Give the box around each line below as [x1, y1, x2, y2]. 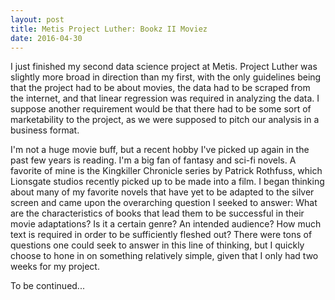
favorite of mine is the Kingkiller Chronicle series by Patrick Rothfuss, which [10, 165, 323, 177]
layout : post [10, 14, 65, 25]
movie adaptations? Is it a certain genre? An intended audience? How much [10, 218, 322, 230]
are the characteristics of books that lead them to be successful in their [10, 207, 305, 220]
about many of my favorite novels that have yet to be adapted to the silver [10, 186, 315, 198]
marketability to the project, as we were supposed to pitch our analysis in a [10, 114, 320, 126]
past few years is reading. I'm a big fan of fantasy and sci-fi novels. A [10, 154, 297, 166]
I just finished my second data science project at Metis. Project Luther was [10, 61, 318, 73]
